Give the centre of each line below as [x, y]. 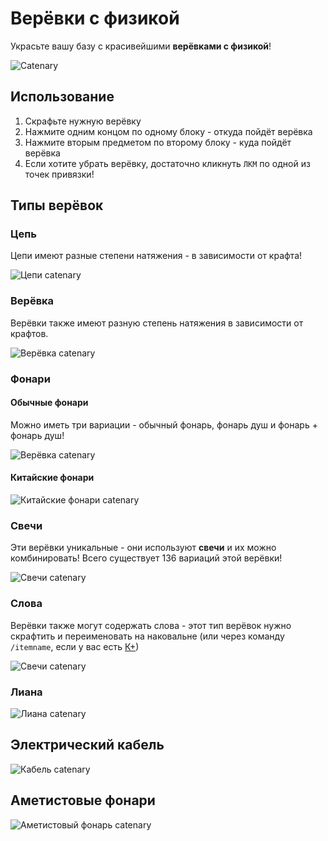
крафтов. [29, 333]
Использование [62, 97]
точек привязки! [59, 174]
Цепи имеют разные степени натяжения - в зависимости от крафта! [156, 256]
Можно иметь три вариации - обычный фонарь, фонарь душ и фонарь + [164, 424]
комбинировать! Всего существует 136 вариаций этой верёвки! [146, 558]
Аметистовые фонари [83, 800]
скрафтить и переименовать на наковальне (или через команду [147, 636]
